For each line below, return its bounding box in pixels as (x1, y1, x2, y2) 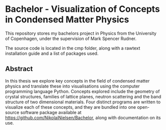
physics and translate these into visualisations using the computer (5, 83, 140, 89)
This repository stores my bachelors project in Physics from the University (5, 30, 157, 36)
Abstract (5, 65, 33, 73)
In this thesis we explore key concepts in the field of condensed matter (5, 78, 150, 84)
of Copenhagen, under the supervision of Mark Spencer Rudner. (5, 36, 137, 42)
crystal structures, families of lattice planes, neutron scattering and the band (5, 93, 162, 99)
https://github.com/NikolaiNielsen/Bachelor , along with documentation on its (5, 115, 161, 121)
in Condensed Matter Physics (5, 14, 129, 25)
